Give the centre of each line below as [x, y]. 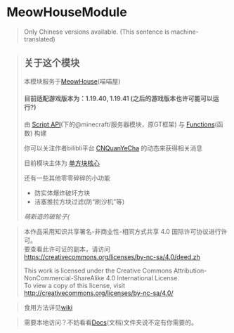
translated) [39, 39]
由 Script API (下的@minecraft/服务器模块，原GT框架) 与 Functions [119, 124]
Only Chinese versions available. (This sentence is [97, 32]
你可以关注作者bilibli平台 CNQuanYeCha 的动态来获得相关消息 [113, 148]
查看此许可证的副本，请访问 [70, 249]
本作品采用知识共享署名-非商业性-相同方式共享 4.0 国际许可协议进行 [122, 231]
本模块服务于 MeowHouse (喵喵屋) [72, 81]
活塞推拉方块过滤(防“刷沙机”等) [79, 202]
